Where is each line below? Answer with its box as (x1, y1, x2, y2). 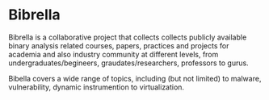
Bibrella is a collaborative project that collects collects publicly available (8, 32, 247, 42)
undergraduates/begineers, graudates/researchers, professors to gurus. (8, 58, 249, 68)
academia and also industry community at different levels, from (8, 49, 219, 59)
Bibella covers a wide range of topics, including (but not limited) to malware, (8, 73, 262, 83)
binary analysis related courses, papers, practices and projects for (8, 40, 229, 50)
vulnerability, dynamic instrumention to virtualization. (8, 82, 184, 92)
